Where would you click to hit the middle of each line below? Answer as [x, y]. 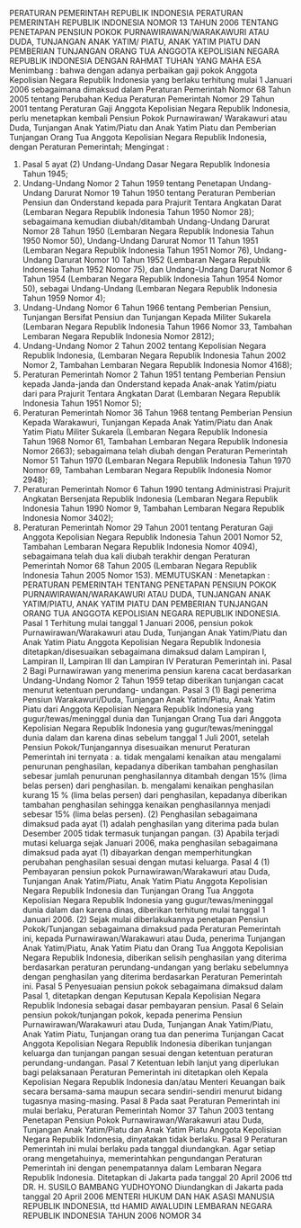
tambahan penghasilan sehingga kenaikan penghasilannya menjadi [146, 805]
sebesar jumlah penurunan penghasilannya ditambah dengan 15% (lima [155, 776]
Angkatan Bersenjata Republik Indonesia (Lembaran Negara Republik [150, 499]
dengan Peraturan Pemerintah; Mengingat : [89, 147]
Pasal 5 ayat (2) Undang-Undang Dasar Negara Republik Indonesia [146, 164]
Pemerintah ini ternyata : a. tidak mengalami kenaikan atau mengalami [151, 757]
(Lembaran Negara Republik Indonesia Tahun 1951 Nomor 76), [137, 250]
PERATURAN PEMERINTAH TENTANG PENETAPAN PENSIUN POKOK [149, 585]
